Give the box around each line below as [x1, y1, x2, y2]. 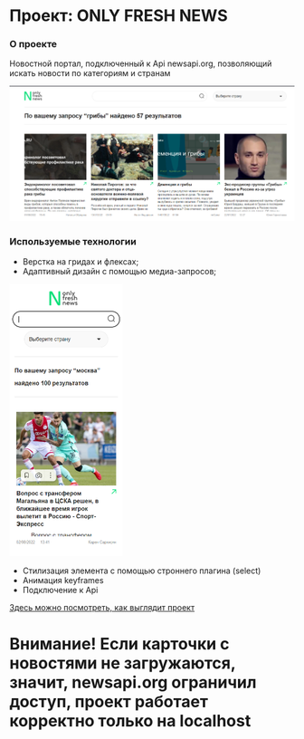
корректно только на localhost [9, 711, 252, 732]
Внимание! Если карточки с [9, 634, 230, 655]
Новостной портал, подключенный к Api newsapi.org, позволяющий [9, 58, 272, 69]
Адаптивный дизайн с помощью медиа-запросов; [22, 265, 217, 276]
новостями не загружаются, [9, 653, 236, 674]
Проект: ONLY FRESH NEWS [9, 5, 228, 26]
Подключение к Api [22, 585, 99, 596]
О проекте [9, 38, 57, 51]
